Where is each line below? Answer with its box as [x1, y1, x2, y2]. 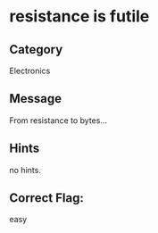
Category [9, 42, 63, 57]
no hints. [9, 164, 42, 175]
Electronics [9, 65, 51, 76]
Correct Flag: [9, 190, 85, 206]
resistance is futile [9, 6, 150, 27]
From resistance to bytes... [9, 114, 107, 126]
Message [9, 91, 62, 106]
